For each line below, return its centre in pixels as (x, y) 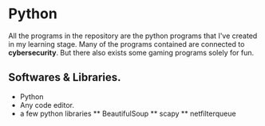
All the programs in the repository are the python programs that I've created (133, 36)
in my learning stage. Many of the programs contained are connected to (127, 44)
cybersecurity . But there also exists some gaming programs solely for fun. (131, 52)
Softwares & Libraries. (65, 77)
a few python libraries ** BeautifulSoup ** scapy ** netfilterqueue (128, 113)
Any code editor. (47, 105)
